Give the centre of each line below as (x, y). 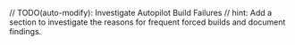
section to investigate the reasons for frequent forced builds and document (147, 22)
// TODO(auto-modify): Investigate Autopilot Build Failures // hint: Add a (141, 13)
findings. (25, 31)
